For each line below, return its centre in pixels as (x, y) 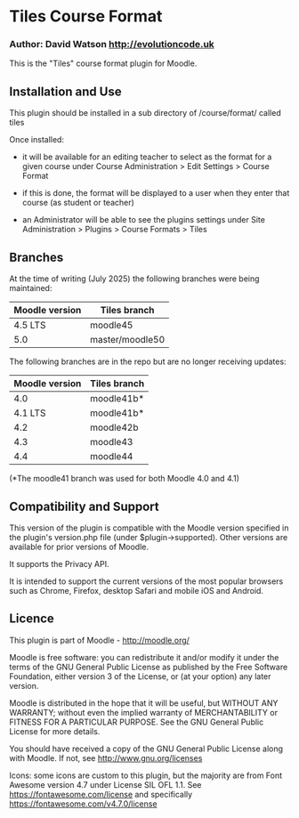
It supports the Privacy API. (59, 563)
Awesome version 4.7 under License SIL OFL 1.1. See (105, 784)
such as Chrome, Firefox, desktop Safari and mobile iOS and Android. (137, 590)
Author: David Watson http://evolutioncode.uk (112, 45)
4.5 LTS (30, 325)
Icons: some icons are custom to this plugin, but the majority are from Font (146, 775)
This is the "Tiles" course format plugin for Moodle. (103, 63)
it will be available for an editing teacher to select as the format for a (147, 157)
